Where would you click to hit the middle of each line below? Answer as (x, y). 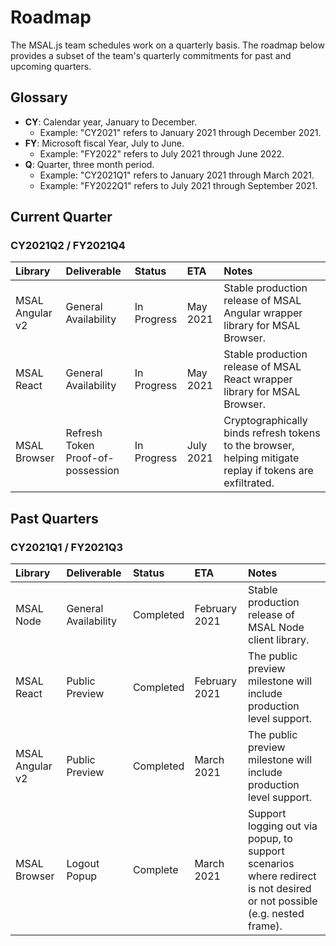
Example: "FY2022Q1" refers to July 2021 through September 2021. (178, 185)
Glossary (39, 97)
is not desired (280, 889)
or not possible (283, 901)
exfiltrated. (249, 483)
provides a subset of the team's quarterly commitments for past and (151, 55)
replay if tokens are (268, 471)
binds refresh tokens (272, 433)
